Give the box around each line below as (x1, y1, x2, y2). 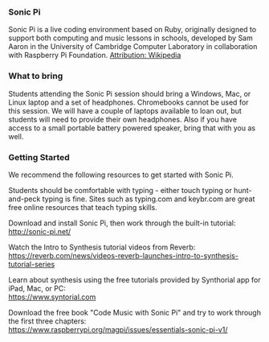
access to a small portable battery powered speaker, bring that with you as (8, 123, 255, 133)
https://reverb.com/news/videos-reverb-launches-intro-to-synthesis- (8, 250, 239, 260)
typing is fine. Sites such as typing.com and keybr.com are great (42, 194, 255, 204)
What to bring (8, 71, 63, 82)
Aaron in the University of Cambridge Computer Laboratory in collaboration (8, 42, 258, 52)
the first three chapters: (8, 316, 87, 326)
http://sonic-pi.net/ (8, 226, 71, 236)
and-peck (8, 194, 41, 204)
